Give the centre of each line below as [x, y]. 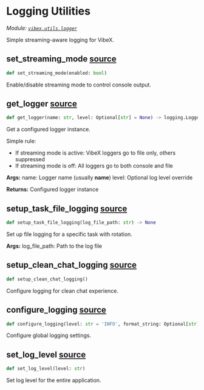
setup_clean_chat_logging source [72, 265]
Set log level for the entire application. [54, 380]
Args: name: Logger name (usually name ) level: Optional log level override [100, 178]
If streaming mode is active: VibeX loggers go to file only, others [95, 153]
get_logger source [42, 104]
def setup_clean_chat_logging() [47, 279]
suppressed [30, 159]
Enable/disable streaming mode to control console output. [79, 85]
